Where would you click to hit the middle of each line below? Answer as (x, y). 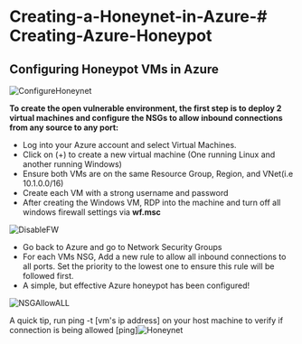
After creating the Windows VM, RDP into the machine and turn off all (151, 202)
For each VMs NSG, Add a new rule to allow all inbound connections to (154, 256)
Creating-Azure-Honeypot (111, 36)
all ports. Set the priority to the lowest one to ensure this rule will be (148, 266)
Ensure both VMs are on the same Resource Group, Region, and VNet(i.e (158, 174)
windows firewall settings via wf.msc (91, 212)
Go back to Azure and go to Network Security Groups (122, 247)
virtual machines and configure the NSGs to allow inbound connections (146, 118)
